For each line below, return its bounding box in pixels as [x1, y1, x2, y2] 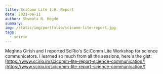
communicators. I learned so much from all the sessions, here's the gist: [5, 53, 152, 59]
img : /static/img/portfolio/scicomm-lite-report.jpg [5, 25, 116, 30]
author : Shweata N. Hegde [5, 16, 58, 21]
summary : [5, 21, 23, 26]
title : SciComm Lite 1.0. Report [5, 7, 74, 12]
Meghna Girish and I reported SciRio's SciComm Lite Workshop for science [5, 48, 158, 54]
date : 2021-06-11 [5, 12, 41, 17]
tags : [5, 30, 16, 35]
